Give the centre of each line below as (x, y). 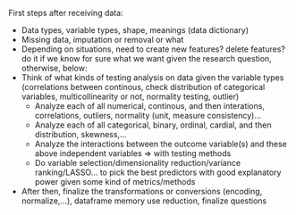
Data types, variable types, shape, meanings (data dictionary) (135, 30)
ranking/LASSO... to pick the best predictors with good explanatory (158, 172)
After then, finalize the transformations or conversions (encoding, (142, 191)
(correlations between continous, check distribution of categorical (143, 87)
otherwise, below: (54, 68)
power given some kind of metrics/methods (115, 182)
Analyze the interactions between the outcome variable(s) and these (161, 144)
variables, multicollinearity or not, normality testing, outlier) (130, 96)
